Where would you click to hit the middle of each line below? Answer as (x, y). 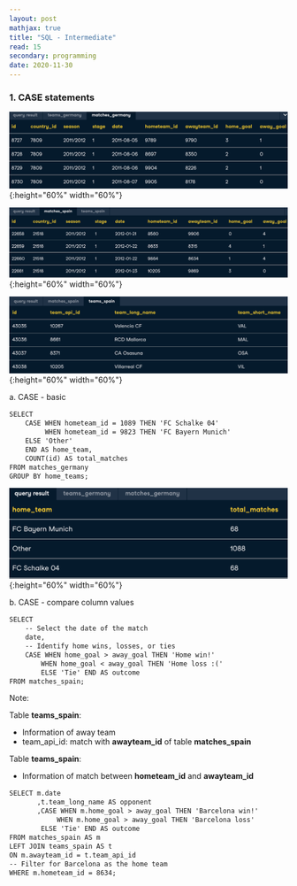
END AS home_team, (59, 450)
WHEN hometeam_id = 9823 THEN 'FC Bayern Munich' (138, 432)
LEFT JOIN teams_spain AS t (61, 846)
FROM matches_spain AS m (55, 837)
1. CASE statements (52, 97)
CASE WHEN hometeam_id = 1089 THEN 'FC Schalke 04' (122, 423)
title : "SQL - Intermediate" (63, 37)
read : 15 (25, 47)
